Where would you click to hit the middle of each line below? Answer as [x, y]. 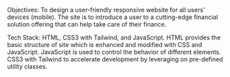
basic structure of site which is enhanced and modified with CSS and [105, 45]
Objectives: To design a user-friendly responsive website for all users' [106, 10]
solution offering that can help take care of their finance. [87, 24]
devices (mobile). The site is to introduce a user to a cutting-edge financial [113, 17]
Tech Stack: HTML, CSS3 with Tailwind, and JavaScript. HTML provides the [114, 37]
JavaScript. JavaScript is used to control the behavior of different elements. [114, 52]
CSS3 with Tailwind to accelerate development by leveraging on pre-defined [115, 59]
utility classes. [27, 66]
